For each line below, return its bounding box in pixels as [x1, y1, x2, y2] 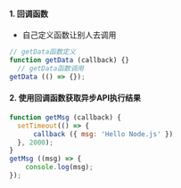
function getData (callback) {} [9, 56, 129, 65]
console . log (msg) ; [25, 163, 94, 172]
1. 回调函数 [9, 8, 49, 19]
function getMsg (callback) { [9, 112, 122, 122]
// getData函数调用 [17, 63, 85, 73]
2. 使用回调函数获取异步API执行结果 [9, 93, 141, 103]
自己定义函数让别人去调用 [21, 29, 117, 40]
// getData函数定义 [9, 47, 77, 57]
